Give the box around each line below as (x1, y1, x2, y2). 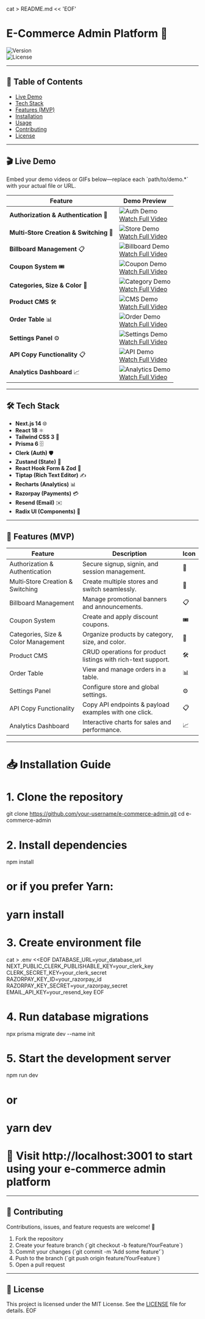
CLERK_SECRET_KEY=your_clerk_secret (6, 969, 107, 976)
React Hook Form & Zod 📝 (15, 465, 82, 472)
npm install (6, 859, 34, 866)
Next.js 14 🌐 (15, 420, 48, 427)
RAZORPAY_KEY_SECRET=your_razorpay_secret (6, 981, 128, 989)
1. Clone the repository (6, 790, 123, 804)
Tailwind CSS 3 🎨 (15, 434, 60, 441)
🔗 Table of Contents (6, 76, 83, 87)
